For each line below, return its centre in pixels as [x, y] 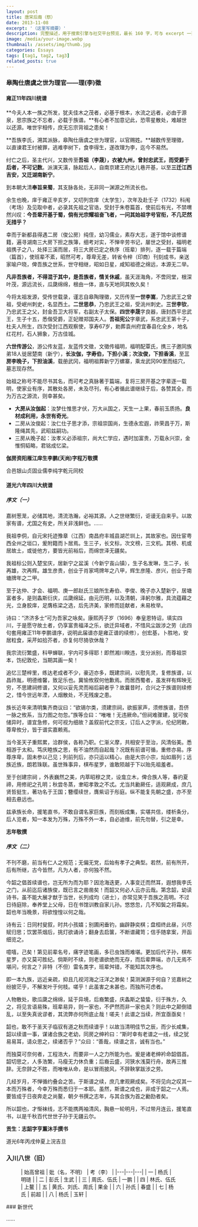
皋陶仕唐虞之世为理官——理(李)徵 [54, 83]
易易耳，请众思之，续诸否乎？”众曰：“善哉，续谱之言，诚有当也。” [86, 1042]
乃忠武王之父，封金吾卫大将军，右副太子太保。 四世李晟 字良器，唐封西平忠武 [99, 311]
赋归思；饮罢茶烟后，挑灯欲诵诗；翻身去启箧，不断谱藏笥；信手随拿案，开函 [99, 932]
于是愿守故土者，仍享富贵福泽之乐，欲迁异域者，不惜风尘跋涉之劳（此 [101, 626]
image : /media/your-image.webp [44, 39]
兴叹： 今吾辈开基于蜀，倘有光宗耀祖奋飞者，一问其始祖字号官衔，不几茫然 [101, 214]
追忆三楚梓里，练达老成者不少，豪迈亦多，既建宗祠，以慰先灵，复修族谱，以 [99, 673]
